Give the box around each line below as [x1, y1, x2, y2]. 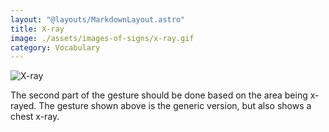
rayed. [10, 100, 37, 112]
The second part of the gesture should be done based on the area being [10, 89, 308, 101]
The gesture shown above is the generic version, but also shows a [38, 100, 312, 112]
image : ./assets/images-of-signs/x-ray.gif [10, 33, 195, 43]
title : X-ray [10, 24, 65, 34]
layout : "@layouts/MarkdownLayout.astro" [10, 14, 186, 25]
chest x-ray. [10, 111, 60, 123]
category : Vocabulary [10, 42, 101, 53]
